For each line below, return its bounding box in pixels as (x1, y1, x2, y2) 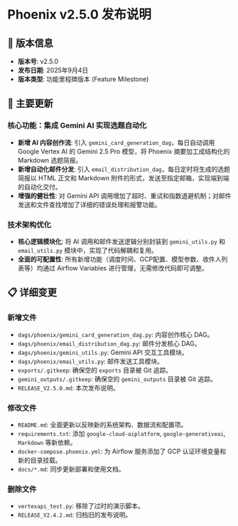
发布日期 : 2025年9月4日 (17, 66, 89, 75)
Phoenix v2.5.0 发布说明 (7, 6, 151, 23)
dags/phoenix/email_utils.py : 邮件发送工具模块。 (17, 356, 164, 366)
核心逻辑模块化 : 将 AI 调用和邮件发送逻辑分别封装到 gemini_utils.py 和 (17, 237, 226, 246)
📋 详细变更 (7, 287, 58, 299)
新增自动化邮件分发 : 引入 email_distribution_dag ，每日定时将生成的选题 (17, 165, 231, 173)
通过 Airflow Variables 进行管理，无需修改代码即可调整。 (42, 263, 208, 272)
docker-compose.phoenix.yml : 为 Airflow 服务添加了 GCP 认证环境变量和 (17, 446, 227, 455)
